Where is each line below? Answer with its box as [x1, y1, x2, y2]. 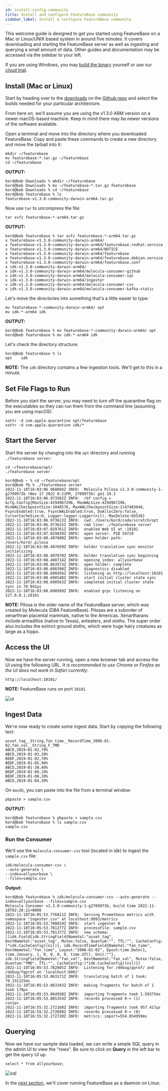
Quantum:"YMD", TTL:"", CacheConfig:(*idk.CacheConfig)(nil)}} [5, 960, 141, 966]
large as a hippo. [5, 628, 40, 635]
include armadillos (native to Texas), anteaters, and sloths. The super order [5, 617, 161, 623]
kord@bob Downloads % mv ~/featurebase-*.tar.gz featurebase [5, 183, 136, 188]
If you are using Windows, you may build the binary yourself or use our [5, 62, 152, 68]
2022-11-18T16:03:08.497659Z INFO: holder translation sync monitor [5, 544, 154, 549]
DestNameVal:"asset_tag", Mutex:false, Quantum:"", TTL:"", [5, 939, 134, 944]
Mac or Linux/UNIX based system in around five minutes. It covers [5, 36, 143, 42]
